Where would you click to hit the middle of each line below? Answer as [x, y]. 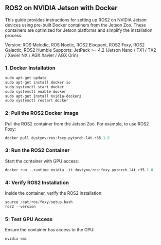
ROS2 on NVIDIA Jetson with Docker [61, 8]
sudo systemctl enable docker [36, 92]
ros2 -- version [20, 206]
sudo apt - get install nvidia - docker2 [43, 96]
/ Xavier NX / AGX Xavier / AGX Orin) [42, 55]
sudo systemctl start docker [35, 87]
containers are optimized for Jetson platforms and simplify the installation [79, 30]
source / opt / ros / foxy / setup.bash [39, 202]
